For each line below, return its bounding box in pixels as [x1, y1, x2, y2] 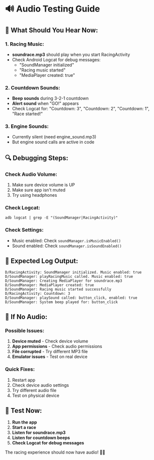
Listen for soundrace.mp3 [12, 430, 66, 436]
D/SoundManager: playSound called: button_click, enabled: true [5, 295, 138, 300]
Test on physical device [12, 392, 60, 398]
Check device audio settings [12, 382, 69, 388]
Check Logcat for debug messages [12, 440, 84, 446]
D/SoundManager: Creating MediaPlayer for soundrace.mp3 [5, 278, 123, 283]
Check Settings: [5, 226, 44, 233]
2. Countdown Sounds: [5, 84, 61, 91]
